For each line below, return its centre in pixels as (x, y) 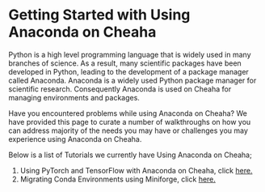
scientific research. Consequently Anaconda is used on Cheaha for (120, 89)
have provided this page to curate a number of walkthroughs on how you (130, 122)
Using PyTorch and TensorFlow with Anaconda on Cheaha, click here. (136, 170)
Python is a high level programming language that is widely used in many (130, 54)
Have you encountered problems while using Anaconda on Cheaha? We (128, 113)
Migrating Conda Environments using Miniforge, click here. (118, 179)
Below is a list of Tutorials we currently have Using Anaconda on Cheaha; (130, 155)
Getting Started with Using (99, 15)
